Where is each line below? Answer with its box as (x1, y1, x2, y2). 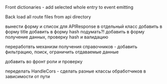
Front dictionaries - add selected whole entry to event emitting (5, 4, 134, 10)
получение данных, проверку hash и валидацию (5, 34, 109, 40)
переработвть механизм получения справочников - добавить (5, 44, 138, 49)
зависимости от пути (5, 74, 50, 79)
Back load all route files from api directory (5, 14, 91, 19)
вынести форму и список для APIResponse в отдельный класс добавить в (5, 23, 163, 29)
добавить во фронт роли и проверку (5, 59, 83, 64)
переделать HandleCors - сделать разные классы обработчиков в (5, 68, 146, 74)
